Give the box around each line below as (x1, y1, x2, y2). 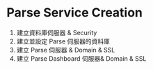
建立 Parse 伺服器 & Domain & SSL (16, 46, 115, 54)
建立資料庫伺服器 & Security (16, 28, 97, 37)
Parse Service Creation (6, 5, 143, 21)
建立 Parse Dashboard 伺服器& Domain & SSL (16, 54, 147, 63)
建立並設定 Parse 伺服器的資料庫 (16, 37, 111, 46)
